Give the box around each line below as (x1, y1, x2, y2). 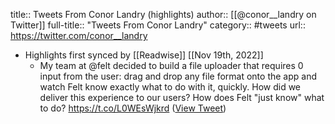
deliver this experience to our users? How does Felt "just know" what (39, 92, 325, 103)
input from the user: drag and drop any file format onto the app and (39, 70, 317, 82)
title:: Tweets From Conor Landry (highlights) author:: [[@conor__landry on (10, 9, 317, 20)
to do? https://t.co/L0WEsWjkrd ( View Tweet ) (39, 102, 227, 114)
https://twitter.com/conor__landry (10, 30, 148, 41)
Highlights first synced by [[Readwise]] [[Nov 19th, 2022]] (24, 49, 264, 61)
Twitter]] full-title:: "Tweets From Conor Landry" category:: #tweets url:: (10, 19, 306, 31)
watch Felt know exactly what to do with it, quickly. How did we (39, 81, 302, 93)
